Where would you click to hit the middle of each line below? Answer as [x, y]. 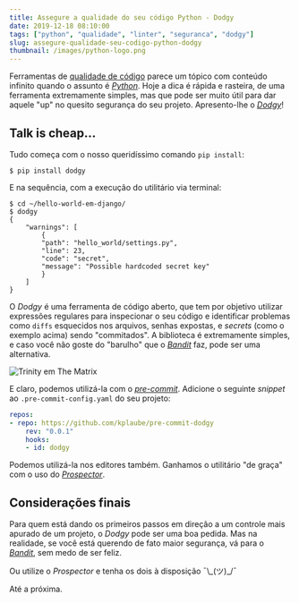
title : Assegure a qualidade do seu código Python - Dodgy [122, 17]
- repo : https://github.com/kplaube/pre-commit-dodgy [112, 423]
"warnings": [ [51, 227]
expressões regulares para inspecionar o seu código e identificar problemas [150, 316]
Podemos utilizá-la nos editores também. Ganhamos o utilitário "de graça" [146, 465]
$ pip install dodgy [48, 171]
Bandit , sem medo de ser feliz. [66, 553]
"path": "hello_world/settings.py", [110, 242]
